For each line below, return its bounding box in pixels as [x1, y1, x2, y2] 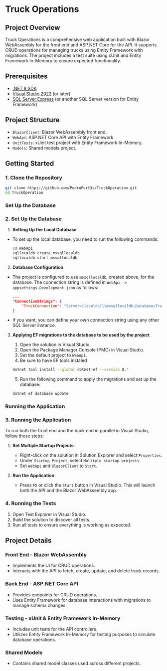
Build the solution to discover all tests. [12, 516, 91, 522]
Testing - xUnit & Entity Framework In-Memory [5, 615, 121, 622]
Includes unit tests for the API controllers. [12, 626, 98, 632]
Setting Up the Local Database [12, 227, 77, 233]
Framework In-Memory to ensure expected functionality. [5, 58, 121, 63]
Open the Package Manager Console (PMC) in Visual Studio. [19, 347, 145, 353]
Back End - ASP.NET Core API [5, 580, 78, 587]
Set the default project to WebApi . [19, 352, 87, 358]
